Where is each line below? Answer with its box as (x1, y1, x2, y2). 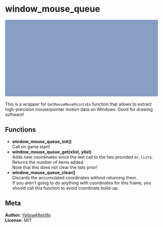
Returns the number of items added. (12, 159, 85, 165)
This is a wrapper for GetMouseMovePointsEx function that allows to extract (5, 101, 152, 107)
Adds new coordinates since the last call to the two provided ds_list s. (12, 154, 153, 160)
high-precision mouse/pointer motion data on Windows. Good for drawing (5, 106, 153, 112)
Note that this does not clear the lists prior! (12, 164, 98, 170)
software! (5, 111, 24, 117)
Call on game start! (12, 143, 50, 149)
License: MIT (5, 217, 32, 223)
